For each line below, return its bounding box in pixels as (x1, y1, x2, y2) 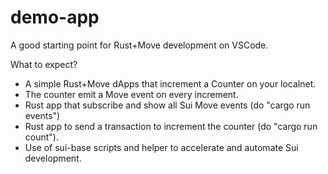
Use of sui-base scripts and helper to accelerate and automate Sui (24, 141, 299, 153)
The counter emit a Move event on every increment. (24, 88, 239, 100)
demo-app (10, 6, 100, 29)
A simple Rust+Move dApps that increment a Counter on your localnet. (24, 77, 317, 90)
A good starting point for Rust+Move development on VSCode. (10, 39, 269, 51)
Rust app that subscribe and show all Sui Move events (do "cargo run (24, 99, 311, 111)
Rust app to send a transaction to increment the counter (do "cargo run (24, 120, 318, 132)
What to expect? (10, 58, 78, 70)
